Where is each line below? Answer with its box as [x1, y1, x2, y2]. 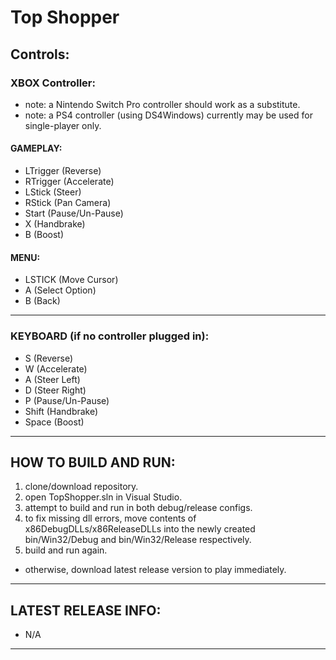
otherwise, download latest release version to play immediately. [24, 564, 287, 576]
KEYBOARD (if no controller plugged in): [10, 329, 210, 343]
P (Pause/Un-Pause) [24, 394, 110, 406]
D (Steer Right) [24, 384, 87, 396]
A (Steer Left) [24, 373, 81, 385]
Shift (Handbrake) [24, 405, 99, 417]
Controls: [10, 46, 70, 63]
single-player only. [24, 119, 102, 131]
